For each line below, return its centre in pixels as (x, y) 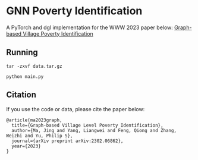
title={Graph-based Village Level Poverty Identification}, (87, 125)
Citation (21, 95)
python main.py (25, 76)
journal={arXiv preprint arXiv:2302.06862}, (67, 141)
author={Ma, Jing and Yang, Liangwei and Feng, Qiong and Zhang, (94, 130)
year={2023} (26, 146)
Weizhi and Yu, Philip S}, (40, 136)
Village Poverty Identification (58, 33)
